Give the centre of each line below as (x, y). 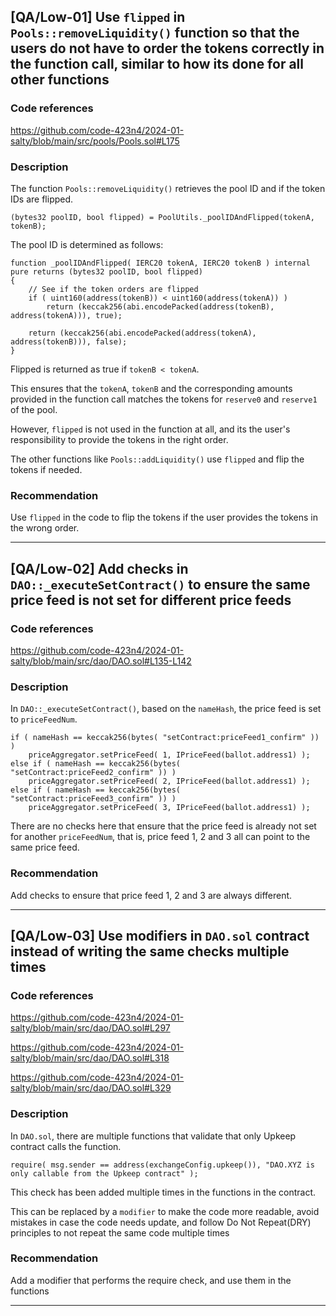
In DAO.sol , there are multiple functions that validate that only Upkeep (153, 1136)
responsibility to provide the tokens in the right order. (119, 439)
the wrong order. (45, 528)
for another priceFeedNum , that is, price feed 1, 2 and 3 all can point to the (160, 837)
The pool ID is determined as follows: (87, 244)
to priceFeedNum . (44, 719)
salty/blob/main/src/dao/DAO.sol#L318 (90, 1058)
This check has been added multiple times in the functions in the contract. (163, 1192)
